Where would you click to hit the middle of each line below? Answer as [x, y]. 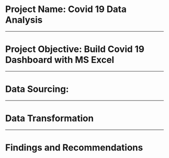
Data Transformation [50, 118]
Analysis [24, 20]
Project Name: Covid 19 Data [66, 9]
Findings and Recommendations [74, 147]
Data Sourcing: [37, 89]
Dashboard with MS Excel [60, 60]
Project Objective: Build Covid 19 [75, 49]
